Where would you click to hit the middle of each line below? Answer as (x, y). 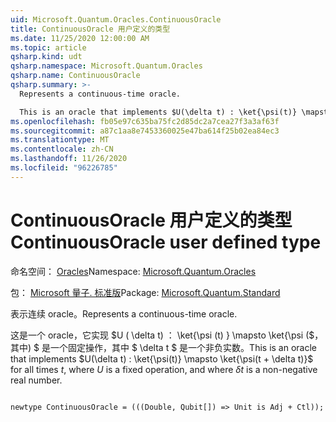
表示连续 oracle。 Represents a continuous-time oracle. (124, 313)
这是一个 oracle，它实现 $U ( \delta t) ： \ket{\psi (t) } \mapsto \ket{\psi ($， (167, 335)
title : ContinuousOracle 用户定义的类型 (90, 29)
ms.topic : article (48, 47)
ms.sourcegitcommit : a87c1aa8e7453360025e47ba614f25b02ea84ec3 (145, 131)
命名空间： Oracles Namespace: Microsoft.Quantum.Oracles (133, 271)
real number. (36, 380)
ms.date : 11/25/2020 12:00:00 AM (80, 38)
